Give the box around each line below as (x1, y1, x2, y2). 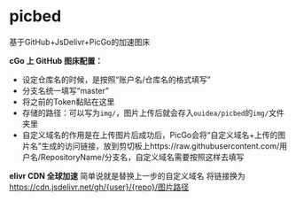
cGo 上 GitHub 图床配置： (9, 55, 104, 66)
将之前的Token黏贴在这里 (21, 96, 115, 107)
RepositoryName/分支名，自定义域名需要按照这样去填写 (40, 151, 245, 162)
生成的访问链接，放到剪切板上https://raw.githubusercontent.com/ (41, 140, 280, 151)
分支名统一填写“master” (21, 85, 109, 96)
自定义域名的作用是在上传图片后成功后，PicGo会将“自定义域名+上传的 (21, 129, 278, 140)
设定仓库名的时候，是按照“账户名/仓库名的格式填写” (21, 73, 211, 85)
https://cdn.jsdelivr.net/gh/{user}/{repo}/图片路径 (9, 182, 190, 192)
